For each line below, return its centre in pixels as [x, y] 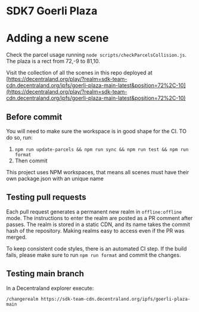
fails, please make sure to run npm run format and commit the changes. [94, 255]
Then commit [31, 160]
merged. [16, 237]
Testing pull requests [46, 197]
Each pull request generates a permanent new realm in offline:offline [94, 211]
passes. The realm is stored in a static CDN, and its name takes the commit [98, 224]
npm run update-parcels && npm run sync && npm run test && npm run [102, 149]
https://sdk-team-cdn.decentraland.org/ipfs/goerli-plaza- [116, 299]
